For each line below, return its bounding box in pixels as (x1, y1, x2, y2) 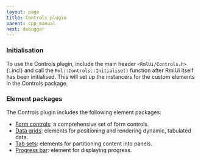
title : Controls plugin (6, 15, 67, 21)
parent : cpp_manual (6, 20, 56, 26)
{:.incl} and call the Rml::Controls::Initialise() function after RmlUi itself (6, 67, 194, 74)
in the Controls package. (6, 79, 68, 87)
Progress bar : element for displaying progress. (15, 146, 132, 153)
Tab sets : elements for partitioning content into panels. (15, 140, 153, 147)
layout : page (6, 9, 40, 15)
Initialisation (6, 46, 44, 55)
